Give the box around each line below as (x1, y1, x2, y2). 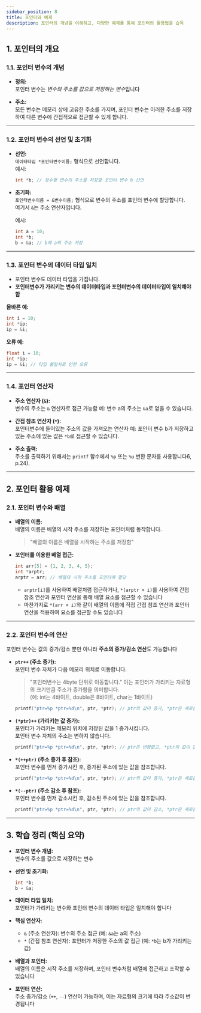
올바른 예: (6, 303, 29, 311)
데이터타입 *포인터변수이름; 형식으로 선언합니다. (14, 157, 121, 165)
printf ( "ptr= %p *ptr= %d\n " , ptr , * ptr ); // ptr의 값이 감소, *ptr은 (14, 806, 182, 812)
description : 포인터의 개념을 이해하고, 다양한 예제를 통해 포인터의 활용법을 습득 (6, 20, 184, 26)
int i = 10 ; (6, 315, 36, 321)
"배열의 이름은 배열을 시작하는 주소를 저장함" (29, 538, 135, 546)
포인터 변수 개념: (14, 847, 54, 854)
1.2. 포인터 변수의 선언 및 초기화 (6, 135, 92, 144)
